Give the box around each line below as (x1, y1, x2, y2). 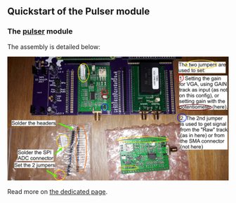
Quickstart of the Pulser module (7, 6, 150, 17)
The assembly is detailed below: (7, 42, 100, 51)
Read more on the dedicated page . (7, 188, 108, 196)
